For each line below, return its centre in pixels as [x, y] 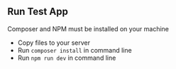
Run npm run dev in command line [67, 58]
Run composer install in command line [75, 50]
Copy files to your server [54, 43]
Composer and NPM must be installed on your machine [88, 28]
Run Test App [38, 12]
